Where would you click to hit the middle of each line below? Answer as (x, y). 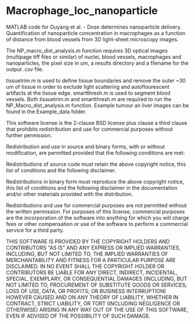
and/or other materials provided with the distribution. (69, 194)
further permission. (29, 135)
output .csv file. (25, 69)
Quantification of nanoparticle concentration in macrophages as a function (96, 33)
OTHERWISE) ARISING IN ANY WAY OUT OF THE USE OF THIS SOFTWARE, (97, 309)
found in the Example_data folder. (46, 112)
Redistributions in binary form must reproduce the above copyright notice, (95, 182)
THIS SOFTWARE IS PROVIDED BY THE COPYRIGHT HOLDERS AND (88, 241)
